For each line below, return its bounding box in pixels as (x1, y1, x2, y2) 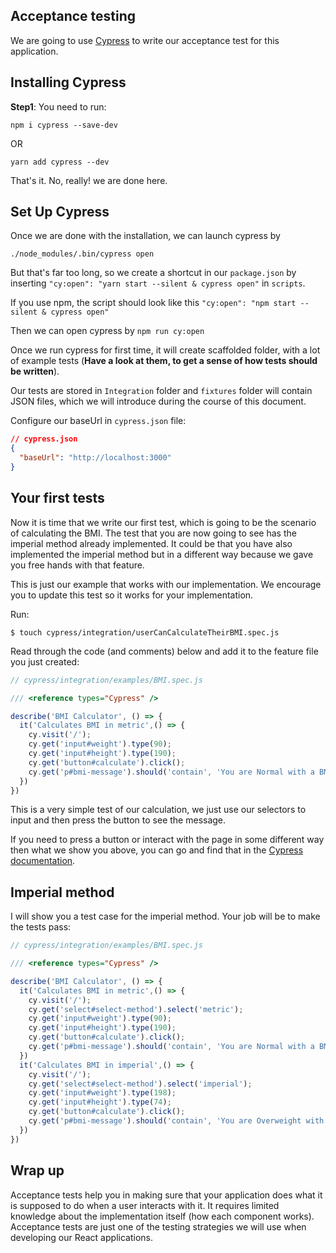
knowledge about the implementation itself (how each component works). (10, 1210, 315, 1222)
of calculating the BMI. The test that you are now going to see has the (10, 527, 297, 539)
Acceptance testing (10, 8, 137, 25)
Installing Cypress (10, 74, 127, 91)
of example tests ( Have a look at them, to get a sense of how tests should (10, 355, 318, 367)
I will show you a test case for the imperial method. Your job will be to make (10, 910, 321, 923)
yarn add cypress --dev (10, 157, 110, 167)
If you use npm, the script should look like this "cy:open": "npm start (10, 297, 297, 309)
